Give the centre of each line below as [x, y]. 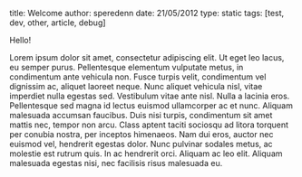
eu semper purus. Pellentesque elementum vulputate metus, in [127, 67]
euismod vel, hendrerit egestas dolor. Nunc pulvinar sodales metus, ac [141, 144]
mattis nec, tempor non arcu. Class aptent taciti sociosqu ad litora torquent [149, 125]
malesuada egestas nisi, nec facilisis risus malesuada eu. [116, 163]
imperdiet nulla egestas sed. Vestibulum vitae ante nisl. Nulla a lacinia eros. [150, 96]
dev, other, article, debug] [58, 23]
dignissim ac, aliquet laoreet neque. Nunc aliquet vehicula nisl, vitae [136, 86]
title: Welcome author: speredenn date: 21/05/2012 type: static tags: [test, [147, 13]
